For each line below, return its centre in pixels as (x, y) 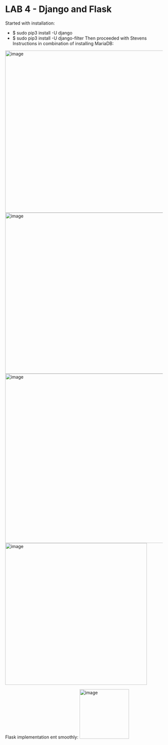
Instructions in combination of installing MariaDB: (63, 43)
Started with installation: (30, 23)
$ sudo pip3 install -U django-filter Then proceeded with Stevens (79, 38)
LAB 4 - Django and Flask (58, 9)
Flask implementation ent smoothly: (42, 737)
